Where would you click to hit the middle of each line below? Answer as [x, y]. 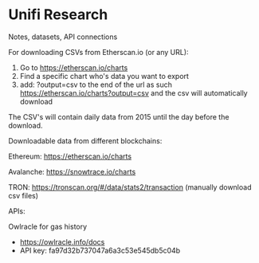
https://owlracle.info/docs [62, 241]
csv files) [23, 195]
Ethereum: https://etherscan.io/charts [70, 156]
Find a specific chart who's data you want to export [104, 76]
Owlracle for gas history [48, 226]
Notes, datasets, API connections [63, 37]
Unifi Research [58, 15]
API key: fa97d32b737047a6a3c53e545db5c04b [100, 250]
